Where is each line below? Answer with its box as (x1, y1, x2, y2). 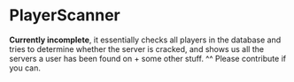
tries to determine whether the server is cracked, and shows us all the (9, 43, 264, 54)
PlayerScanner (9, 5, 121, 26)
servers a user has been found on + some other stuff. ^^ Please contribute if (9, 53, 286, 63)
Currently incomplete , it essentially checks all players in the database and (9, 34, 282, 45)
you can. (9, 63, 42, 73)
